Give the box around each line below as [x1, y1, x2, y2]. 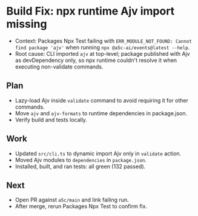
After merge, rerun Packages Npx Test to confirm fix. [15, 203, 147, 210]
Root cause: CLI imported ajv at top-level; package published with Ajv [15, 50, 190, 57]
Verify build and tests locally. [15, 116, 88, 123]
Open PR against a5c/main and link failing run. [15, 196, 129, 204]
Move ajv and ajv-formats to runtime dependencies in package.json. [15, 109, 188, 116]
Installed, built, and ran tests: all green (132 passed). [15, 163, 146, 170]
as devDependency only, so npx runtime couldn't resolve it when [15, 56, 177, 64]
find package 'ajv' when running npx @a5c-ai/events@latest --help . [15, 44, 190, 51]
